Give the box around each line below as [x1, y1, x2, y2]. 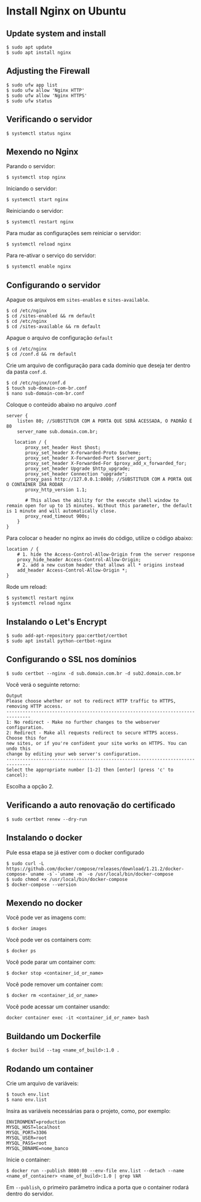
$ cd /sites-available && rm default [6, 323, 101, 330]
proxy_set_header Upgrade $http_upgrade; [25, 466, 131, 472]
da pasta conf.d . [6, 368, 47, 375]
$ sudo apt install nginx [6, 50, 71, 56]
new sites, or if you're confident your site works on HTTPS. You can [6, 740, 187, 746]
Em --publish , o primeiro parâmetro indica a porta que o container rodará [6, 1183, 189, 1191]
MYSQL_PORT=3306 [6, 1129, 47, 1135]
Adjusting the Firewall [6, 66, 90, 76]
